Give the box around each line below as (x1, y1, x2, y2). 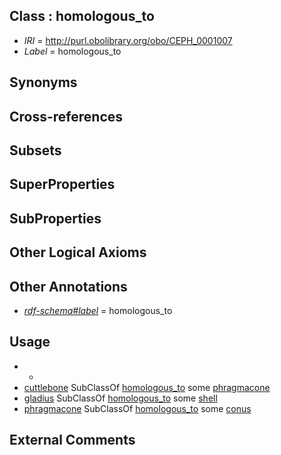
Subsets (9, 142, 62, 159)
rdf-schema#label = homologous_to (23, 304, 173, 316)
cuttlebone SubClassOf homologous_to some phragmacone (23, 381, 271, 393)
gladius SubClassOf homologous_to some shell (23, 392, 218, 404)
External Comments (9, 432, 136, 449)
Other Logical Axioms (9, 244, 147, 261)
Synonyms (9, 74, 78, 91)
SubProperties (9, 210, 102, 227)
